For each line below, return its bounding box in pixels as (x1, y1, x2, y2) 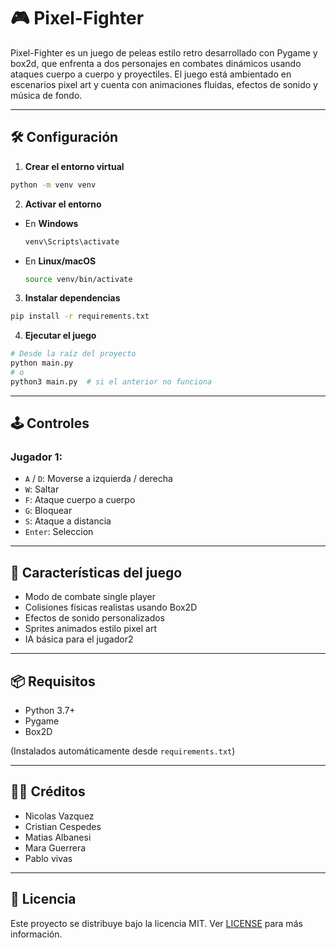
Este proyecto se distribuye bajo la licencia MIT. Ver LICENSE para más (10, 917, 303, 929)
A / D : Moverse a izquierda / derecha (24, 473, 173, 485)
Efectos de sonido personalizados (24, 612, 165, 624)
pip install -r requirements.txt (10, 311, 150, 322)
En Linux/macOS (24, 255, 97, 267)
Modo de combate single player (24, 591, 156, 603)
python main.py (10, 358, 74, 369)
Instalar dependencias (24, 292, 121, 304)
